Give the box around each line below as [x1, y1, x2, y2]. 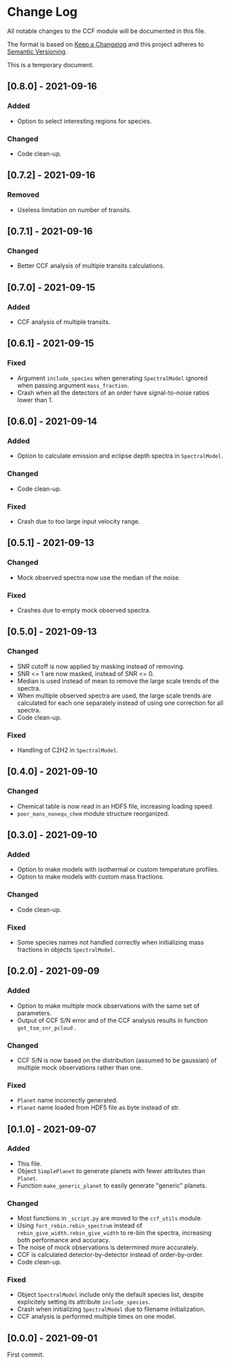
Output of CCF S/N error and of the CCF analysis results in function [16, 1016, 208, 1024]
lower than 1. [16, 395, 54, 404]
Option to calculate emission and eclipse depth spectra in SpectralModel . [16, 452, 223, 460]
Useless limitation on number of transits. [16, 205, 132, 213]
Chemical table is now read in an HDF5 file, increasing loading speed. [16, 802, 214, 810]
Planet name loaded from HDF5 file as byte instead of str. [16, 1103, 181, 1112]
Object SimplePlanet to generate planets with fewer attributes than [16, 1166, 206, 1175]
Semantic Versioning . [7, 47, 67, 56]
